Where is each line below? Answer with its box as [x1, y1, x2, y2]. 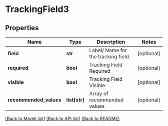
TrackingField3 [5, 4, 69, 15]
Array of [89, 90, 108, 97]
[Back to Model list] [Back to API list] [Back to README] [5, 115, 120, 121]
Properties [5, 24, 39, 32]
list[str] [66, 96, 84, 103]
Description [96, 39, 125, 45]
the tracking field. [89, 53, 130, 60]
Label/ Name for [89, 47, 127, 54]
